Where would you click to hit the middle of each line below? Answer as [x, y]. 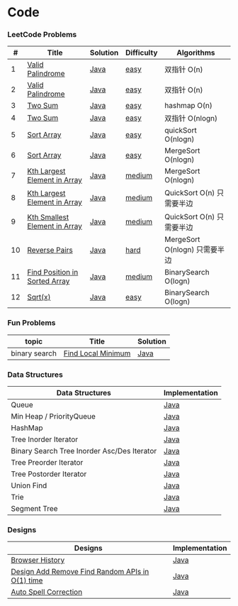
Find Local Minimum [97, 353]
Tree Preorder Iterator [47, 463]
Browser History [38, 560]
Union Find [29, 485]
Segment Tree [34, 509]
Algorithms [196, 53]
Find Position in [53, 272]
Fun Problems [32, 323]
